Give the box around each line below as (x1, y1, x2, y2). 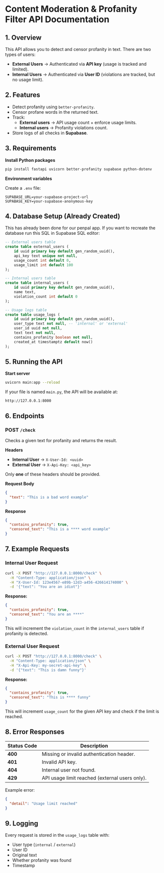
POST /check (5, 426, 36, 433)
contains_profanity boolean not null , (14, 335, 93, 340)
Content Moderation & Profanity (5, 3, 138, 15)
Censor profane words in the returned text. (12, 109, 99, 115)
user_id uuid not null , (14, 326, 63, 331)
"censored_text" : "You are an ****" (9, 612, 84, 617)
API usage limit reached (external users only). (42, 774, 147, 781)
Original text (12, 852, 37, 858)
